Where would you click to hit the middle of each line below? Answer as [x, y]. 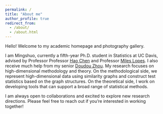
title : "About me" [24, 14]
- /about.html [24, 32]
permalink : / [18, 9]
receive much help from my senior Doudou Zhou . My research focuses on [80, 66]
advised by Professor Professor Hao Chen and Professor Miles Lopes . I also [81, 61]
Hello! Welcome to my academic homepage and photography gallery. [75, 46]
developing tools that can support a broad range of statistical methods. [77, 86]
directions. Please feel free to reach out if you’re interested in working [75, 101]
